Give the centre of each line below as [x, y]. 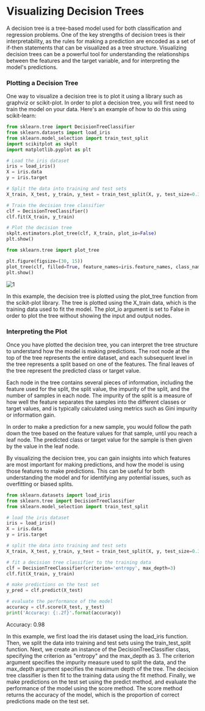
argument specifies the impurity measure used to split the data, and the [96, 662]
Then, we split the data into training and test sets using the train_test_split [99, 643]
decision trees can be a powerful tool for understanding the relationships [98, 54]
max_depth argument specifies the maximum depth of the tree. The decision [103, 669]
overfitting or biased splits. [40, 484]
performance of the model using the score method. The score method [95, 688]
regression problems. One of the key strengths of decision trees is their [96, 34]
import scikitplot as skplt [42, 144]
